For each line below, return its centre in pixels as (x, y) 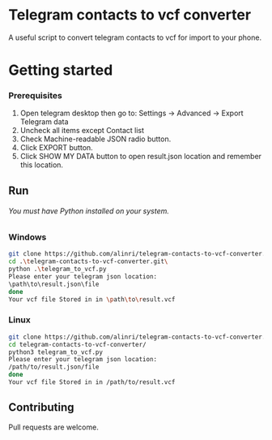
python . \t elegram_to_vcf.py (57, 270)
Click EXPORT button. (56, 148)
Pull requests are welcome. (53, 427)
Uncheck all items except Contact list (82, 131)
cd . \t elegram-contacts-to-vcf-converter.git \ (88, 261)
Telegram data (44, 122)
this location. (41, 165)
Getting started (61, 70)
